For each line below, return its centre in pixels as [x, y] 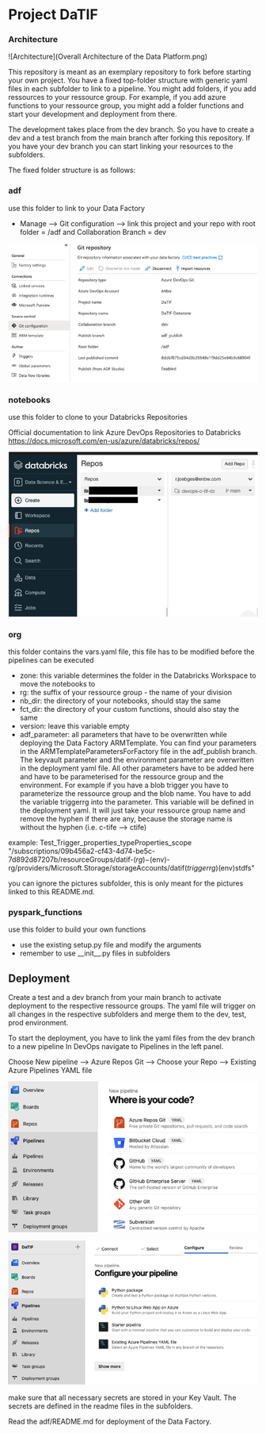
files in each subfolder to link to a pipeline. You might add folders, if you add [132, 89]
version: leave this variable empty [74, 726]
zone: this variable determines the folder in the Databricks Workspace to [138, 675]
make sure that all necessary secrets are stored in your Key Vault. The [122, 1397]
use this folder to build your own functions [77, 929]
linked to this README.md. [51, 891]
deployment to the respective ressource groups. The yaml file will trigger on [132, 1006]
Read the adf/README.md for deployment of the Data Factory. [110, 1421]
